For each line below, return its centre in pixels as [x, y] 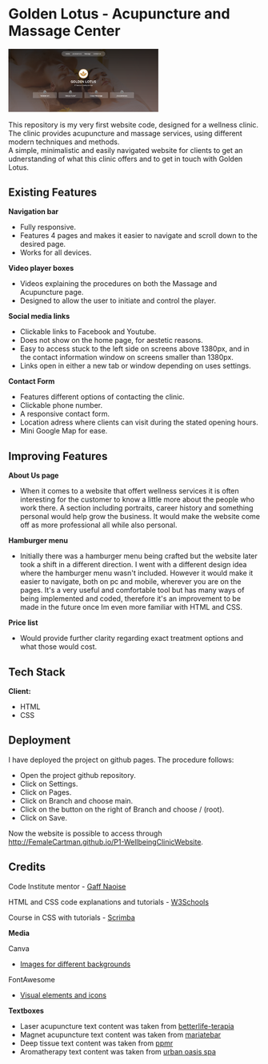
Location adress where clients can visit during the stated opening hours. [139, 422]
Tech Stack [37, 672]
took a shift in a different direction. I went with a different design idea [133, 565]
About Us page [34, 476]
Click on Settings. [49, 784]
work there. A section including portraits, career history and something [136, 508]
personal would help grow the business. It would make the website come [140, 517]
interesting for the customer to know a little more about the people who [137, 500]
